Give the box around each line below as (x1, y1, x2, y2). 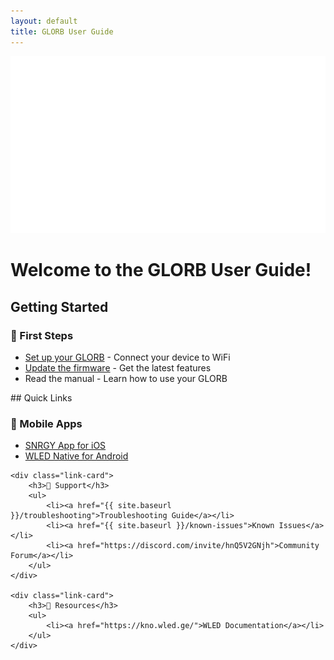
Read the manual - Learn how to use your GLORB (24, 372, 228, 384)
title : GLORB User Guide (10, 26, 114, 37)
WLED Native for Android (24, 450, 129, 462)
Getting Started (10, 298, 109, 315)
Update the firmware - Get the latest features (24, 361, 212, 374)
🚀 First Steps (10, 328, 74, 342)
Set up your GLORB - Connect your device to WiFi (24, 351, 231, 363)
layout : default (10, 16, 78, 26)
